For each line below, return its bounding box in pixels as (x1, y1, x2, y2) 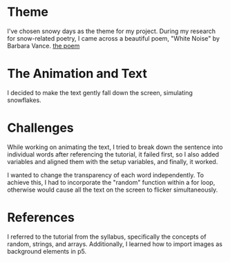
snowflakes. (7, 96, 41, 104)
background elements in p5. (7, 247, 87, 255)
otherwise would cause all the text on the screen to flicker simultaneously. (7, 185, 218, 194)
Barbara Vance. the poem (7, 41, 80, 50)
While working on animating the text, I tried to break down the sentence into (7, 143, 223, 151)
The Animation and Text (7, 66, 147, 81)
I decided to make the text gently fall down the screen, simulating (7, 88, 193, 97)
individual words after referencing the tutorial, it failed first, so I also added (7, 150, 220, 159)
